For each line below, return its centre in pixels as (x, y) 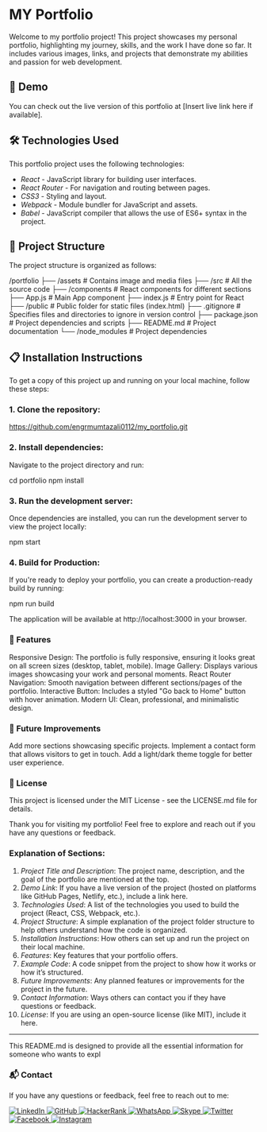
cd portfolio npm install (46, 480)
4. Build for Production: (55, 562)
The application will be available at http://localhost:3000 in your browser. (128, 619)
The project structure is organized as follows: (83, 266)
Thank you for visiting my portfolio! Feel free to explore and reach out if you (132, 824)
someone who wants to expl (55, 1054)
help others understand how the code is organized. (104, 930)
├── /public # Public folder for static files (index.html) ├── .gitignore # (125, 306)
